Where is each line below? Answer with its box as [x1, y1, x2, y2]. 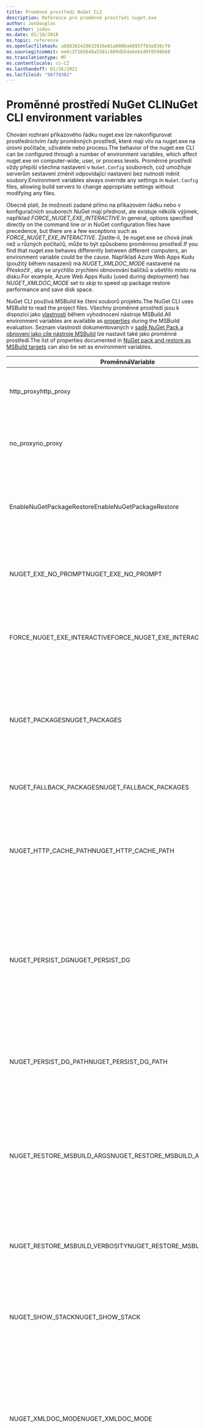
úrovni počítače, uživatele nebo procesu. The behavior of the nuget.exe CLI [6, 144, 195, 152]
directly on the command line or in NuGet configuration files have [6, 221, 171, 228]
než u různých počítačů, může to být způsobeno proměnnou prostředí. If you [6, 240, 198, 248]
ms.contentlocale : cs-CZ [6, 60, 70, 66]
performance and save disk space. [6, 286, 93, 294]
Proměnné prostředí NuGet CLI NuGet [6, 98, 198, 112]
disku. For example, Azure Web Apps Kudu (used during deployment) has [6, 273, 190, 280]
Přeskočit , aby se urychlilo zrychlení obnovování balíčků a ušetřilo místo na [6, 267, 196, 274]
